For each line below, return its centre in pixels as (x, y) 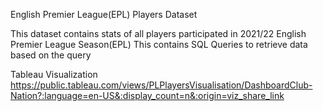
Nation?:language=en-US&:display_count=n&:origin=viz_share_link (147, 95)
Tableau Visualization (54, 74)
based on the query (51, 55)
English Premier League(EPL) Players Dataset (104, 14)
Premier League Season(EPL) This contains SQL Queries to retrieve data (159, 44)
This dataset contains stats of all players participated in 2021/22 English (158, 33)
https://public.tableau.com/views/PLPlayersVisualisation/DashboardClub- (161, 85)
